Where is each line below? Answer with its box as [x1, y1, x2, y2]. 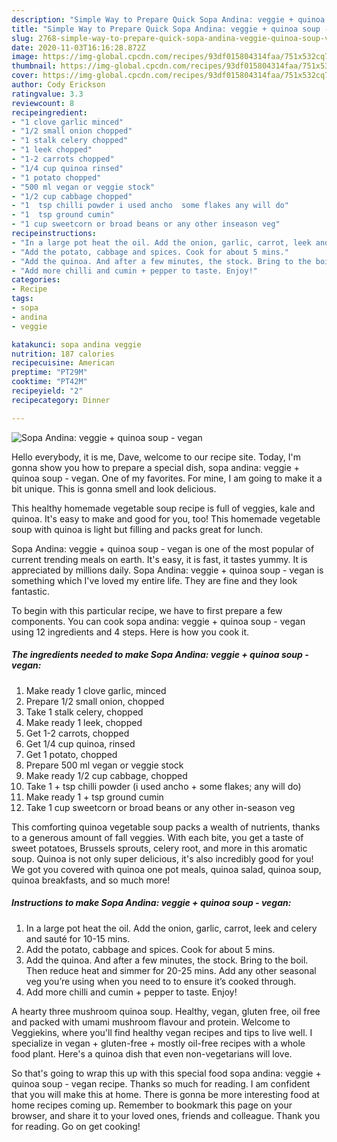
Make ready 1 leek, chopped [25, 716, 143, 728]
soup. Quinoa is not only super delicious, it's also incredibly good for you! [11, 852, 314, 865]
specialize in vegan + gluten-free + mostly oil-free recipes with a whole [11, 1037, 306, 1049]
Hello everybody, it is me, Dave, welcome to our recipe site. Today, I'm [11, 451, 301, 463]
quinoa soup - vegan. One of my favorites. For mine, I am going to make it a [11, 472, 323, 484]
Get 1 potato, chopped [25, 748, 118, 760]
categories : [11, 275, 61, 285]
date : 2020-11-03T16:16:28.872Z [11, 42, 146, 53]
